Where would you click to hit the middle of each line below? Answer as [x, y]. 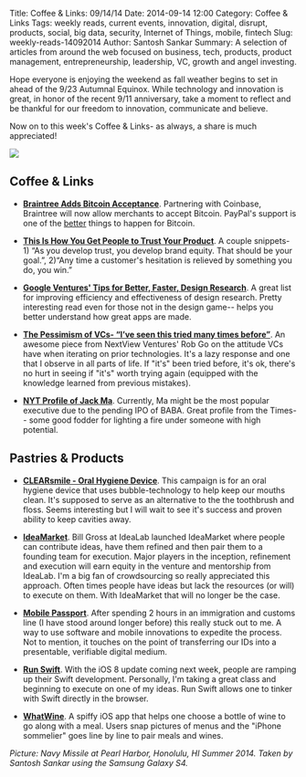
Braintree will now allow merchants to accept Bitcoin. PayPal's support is [159, 213]
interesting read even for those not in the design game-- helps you [148, 307]
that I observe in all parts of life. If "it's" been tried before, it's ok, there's [159, 363]
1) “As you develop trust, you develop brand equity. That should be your [157, 250]
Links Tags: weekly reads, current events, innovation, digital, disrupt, [138, 23]
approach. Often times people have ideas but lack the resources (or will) [158, 585]
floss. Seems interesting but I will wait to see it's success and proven [152, 509]
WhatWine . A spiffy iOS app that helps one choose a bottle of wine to [154, 716]
